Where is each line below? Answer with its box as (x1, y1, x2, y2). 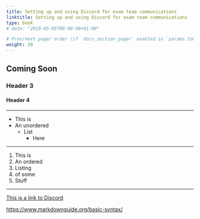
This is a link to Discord (6, 194, 64, 201)
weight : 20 (6, 42, 33, 48)
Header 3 (6, 82, 34, 90)
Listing (14, 164, 32, 171)
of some (14, 171, 36, 178)
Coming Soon (6, 64, 58, 74)
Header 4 (6, 96, 30, 103)
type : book (6, 20, 33, 26)
